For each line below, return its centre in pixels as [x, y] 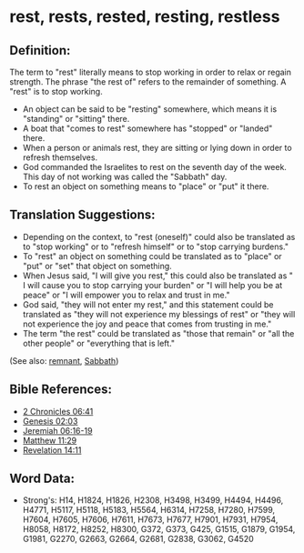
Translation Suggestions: [83, 215]
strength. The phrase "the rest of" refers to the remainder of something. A [148, 82]
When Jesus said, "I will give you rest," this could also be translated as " [157, 276]
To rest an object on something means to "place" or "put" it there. [146, 186]
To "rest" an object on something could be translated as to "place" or [152, 256]
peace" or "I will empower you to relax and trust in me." [126, 295]
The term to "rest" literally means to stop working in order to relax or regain [150, 72]
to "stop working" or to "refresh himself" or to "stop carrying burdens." [156, 246]
